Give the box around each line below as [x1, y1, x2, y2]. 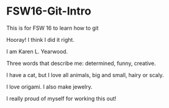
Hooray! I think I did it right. [6, 36, 75, 43]
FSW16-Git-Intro [6, 4, 92, 18]
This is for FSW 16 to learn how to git [6, 24, 99, 32]
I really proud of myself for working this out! [6, 95, 117, 102]
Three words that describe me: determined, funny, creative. [6, 59, 156, 67]
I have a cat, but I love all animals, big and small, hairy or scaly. [6, 71, 164, 78]
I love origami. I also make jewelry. [6, 83, 93, 90]
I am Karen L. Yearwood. [6, 47, 68, 55]
